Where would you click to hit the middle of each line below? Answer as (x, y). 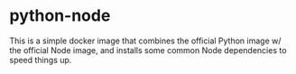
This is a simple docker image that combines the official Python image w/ (145, 41)
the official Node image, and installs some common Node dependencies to (148, 50)
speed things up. (41, 60)
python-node (60, 16)
